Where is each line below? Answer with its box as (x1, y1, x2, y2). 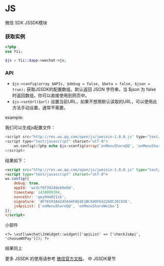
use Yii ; (5, 49, 23, 54)
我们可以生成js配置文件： (5, 125, 56, 131)
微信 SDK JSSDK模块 (5, 20, 47, 25)
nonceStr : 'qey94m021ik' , (14, 194, 67, 199)
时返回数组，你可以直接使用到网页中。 (12, 92, 89, 98)
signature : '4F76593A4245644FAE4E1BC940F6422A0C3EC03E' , (14, 199, 132, 204)
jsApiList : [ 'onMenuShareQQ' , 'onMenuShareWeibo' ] (14, 203, 119, 208)
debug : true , (14, 181, 41, 186)
